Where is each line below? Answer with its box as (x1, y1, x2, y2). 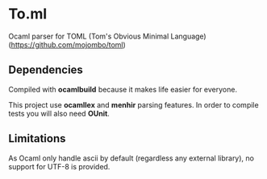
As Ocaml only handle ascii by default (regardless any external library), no (8, 153, 254, 163)
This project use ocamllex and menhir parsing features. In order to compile (8, 100, 260, 109)
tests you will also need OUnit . (8, 108, 111, 118)
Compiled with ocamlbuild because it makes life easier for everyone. (8, 84, 238, 94)
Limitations (8, 132, 66, 145)
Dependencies (8, 63, 83, 77)
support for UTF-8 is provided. (8, 161, 111, 171)
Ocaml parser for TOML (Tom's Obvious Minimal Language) (8, 31, 207, 41)
